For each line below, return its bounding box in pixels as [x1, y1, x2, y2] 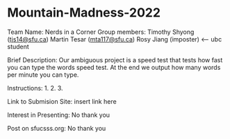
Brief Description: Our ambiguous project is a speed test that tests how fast [7, 55, 223, 64]
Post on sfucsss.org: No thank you [7, 124, 106, 132]
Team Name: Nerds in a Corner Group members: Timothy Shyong [7, 28, 195, 36]
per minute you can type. [7, 71, 79, 79]
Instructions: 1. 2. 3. [7, 84, 64, 92]
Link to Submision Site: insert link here [7, 97, 117, 105]
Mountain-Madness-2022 [7, 5, 161, 21]
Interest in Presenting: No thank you [7, 111, 110, 119]
